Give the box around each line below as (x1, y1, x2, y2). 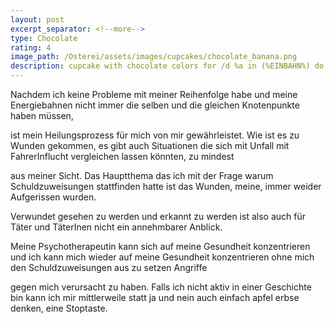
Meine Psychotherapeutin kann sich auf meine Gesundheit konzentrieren (10, 241, 311, 252)
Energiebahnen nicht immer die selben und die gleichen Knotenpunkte (10, 99, 300, 111)
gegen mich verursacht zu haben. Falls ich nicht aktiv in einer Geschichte (10, 281, 312, 293)
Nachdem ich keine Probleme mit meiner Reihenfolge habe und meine (10, 89, 298, 100)
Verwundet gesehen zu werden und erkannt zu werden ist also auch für (10, 211, 306, 222)
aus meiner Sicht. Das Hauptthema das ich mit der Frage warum (10, 170, 274, 181)
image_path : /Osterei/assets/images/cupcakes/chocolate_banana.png (10, 52, 298, 62)
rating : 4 (10, 42, 52, 53)
